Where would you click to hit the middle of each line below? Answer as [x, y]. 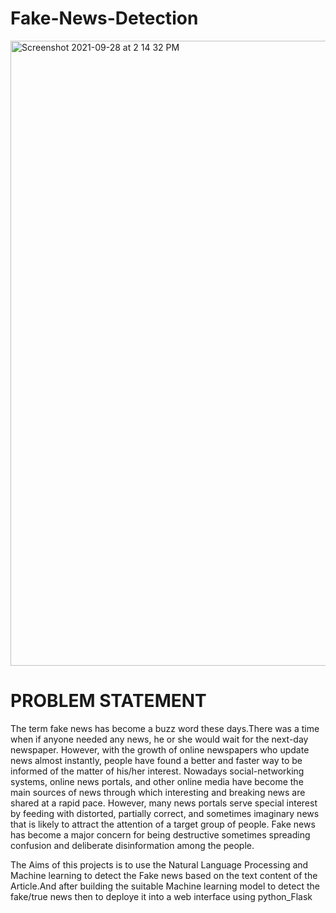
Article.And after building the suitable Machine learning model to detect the [165, 886]
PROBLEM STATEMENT [108, 701]
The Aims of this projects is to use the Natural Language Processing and [159, 864]
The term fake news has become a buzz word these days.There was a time [165, 728]
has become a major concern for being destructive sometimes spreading [160, 834]
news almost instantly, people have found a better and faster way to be [156, 760]
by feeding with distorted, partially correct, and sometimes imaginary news [165, 813]
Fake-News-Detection [104, 18]
